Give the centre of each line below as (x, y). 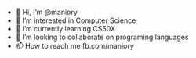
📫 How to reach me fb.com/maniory (75, 46)
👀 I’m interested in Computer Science (76, 20)
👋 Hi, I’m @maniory (47, 12)
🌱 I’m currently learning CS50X (65, 29)
